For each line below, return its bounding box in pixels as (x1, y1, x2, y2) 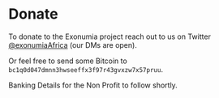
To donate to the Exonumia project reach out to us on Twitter (8, 32, 211, 41)
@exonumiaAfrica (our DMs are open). (8, 40, 138, 49)
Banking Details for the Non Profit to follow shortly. (8, 80, 178, 90)
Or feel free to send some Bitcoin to (8, 56, 127, 66)
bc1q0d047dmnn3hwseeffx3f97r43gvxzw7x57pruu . (8, 64, 164, 74)
